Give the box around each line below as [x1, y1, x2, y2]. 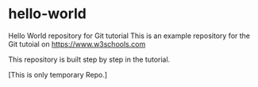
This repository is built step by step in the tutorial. [8, 55, 171, 64]
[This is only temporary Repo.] [8, 70, 108, 79]
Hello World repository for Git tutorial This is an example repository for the [8, 31, 251, 40]
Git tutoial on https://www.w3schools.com [8, 39, 146, 48]
